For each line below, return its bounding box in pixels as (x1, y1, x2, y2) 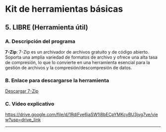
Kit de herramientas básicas (5, 3, 124, 15)
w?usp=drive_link (5, 117, 41, 123)
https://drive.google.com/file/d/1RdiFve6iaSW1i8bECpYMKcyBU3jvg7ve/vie (5, 112, 158, 118)
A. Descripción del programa (5, 38, 76, 45)
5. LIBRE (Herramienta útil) (5, 23, 88, 32)
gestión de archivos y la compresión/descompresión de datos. (5, 65, 132, 70)
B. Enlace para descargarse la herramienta (5, 77, 110, 84)
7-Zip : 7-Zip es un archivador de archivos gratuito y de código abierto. (5, 49, 149, 55)
